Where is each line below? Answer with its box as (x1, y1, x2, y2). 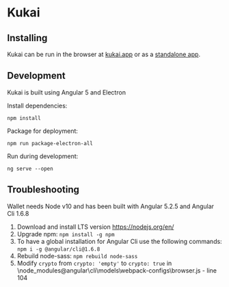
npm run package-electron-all (7, 140, 94, 147)
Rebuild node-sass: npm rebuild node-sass (16, 251, 138, 260)
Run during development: (7, 152, 79, 160)
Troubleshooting (7, 184, 80, 196)
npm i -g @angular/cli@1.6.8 (16, 245, 100, 253)
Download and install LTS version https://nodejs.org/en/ (16, 223, 174, 231)
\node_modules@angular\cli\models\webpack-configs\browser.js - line (16, 266, 217, 275)
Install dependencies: (7, 101, 68, 110)
